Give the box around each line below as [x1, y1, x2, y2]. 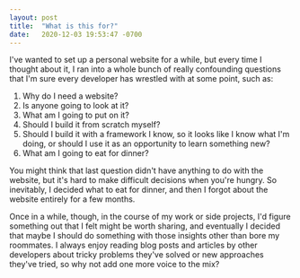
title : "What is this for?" [9, 22, 119, 30]
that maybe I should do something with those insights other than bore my [9, 230, 280, 241]
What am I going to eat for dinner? [22, 148, 150, 159]
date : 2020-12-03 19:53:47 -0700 [9, 30, 143, 39]
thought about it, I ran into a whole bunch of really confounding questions [9, 64, 281, 74]
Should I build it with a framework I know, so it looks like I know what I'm [22, 129, 290, 140]
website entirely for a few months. [9, 194, 136, 204]
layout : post [9, 13, 58, 22]
